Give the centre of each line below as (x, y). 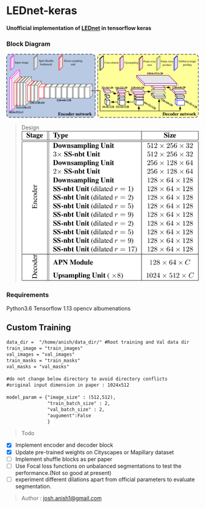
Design (30, 127)
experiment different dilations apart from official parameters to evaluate (105, 479)
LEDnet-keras (42, 11)
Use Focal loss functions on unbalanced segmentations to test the (98, 466)
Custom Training (39, 328)
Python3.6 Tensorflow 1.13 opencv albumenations (69, 308)
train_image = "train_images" (45, 349)
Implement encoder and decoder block (64, 445)
